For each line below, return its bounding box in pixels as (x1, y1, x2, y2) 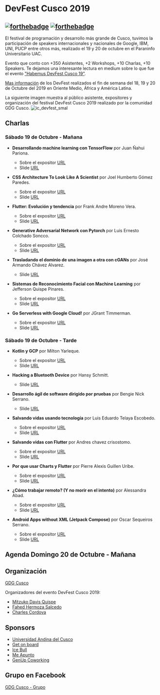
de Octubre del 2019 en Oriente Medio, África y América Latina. (5, 85, 132, 91)
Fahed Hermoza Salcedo (12, 604, 62, 610)
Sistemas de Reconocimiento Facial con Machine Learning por (12, 281, 141, 287)
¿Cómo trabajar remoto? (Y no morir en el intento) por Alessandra (12, 487, 147, 493)
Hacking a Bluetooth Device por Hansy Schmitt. (12, 372, 109, 378)
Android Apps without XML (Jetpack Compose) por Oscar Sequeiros (12, 516, 153, 522)
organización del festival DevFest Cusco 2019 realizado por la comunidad (5, 100, 152, 105)
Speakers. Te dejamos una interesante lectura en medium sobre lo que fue (5, 65, 155, 71)
